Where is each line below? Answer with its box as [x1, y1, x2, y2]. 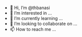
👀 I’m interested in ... [9, 10, 52, 16]
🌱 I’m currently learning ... [9, 15, 63, 21]
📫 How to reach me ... [9, 26, 56, 32]
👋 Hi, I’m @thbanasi [9, 5, 50, 10]
